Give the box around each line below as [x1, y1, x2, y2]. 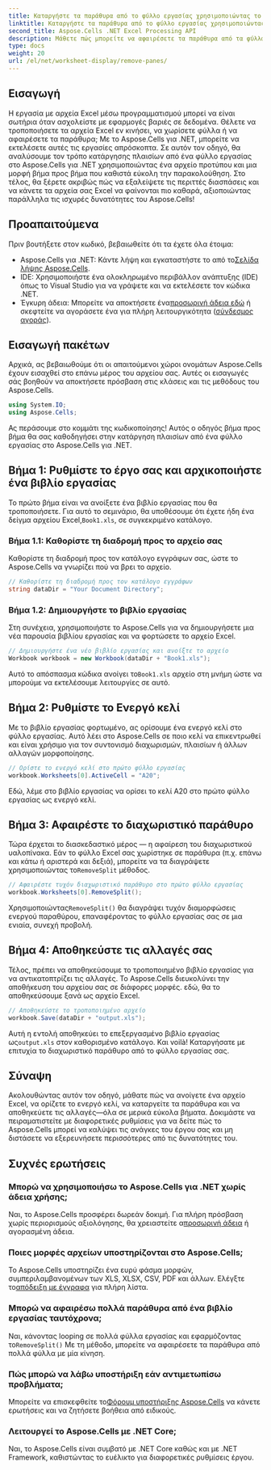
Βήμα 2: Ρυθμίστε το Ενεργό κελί [8, 701, 180, 715]
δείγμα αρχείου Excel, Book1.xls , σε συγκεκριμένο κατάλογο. [8, 515, 213, 524]
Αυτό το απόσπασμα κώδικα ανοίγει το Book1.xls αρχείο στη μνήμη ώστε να [8, 668, 262, 679]
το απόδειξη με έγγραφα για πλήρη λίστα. [8, 1283, 149, 1292]
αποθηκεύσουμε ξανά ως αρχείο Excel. [8, 991, 140, 1000]
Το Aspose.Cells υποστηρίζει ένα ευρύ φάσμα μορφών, [8, 1266, 194, 1275]
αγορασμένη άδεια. [8, 1227, 75, 1236]
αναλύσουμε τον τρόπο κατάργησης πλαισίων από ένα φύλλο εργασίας [8, 151, 252, 161]
